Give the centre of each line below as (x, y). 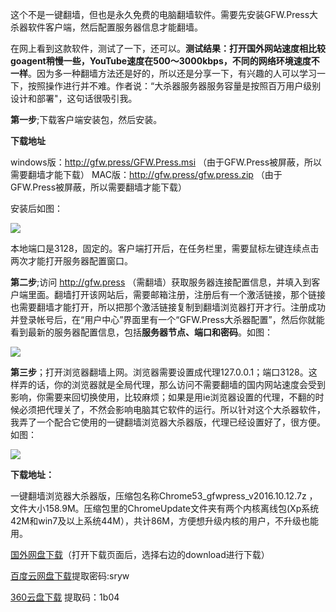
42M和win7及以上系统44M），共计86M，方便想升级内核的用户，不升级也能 (164, 521)
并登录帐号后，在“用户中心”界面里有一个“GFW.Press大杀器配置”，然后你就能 (167, 319)
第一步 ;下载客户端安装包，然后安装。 (86, 119)
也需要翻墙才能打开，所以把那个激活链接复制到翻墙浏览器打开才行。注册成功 (168, 307)
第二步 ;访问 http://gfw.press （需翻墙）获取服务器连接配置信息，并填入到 (161, 282)
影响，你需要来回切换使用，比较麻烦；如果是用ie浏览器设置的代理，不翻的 (163, 397)
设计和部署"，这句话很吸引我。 (74, 98)
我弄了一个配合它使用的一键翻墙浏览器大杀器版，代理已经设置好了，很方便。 (168, 422)
